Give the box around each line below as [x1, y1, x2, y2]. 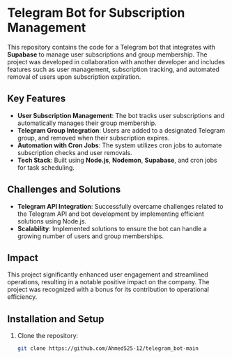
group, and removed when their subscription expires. [17, 133, 170, 142]
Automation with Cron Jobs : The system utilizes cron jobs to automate [17, 141, 222, 149]
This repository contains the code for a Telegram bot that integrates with [7, 43, 216, 51]
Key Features [7, 93, 66, 105]
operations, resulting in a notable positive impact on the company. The [7, 278, 210, 286]
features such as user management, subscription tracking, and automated [7, 65, 219, 73]
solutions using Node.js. [17, 217, 87, 225]
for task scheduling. [17, 163, 75, 172]
